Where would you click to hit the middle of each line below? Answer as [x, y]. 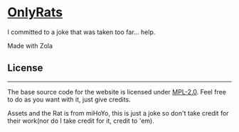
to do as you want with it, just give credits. [69, 99]
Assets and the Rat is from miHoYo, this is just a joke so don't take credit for [118, 113]
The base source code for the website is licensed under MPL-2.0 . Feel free [117, 92]
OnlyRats [35, 12]
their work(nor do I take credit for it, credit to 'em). [81, 121]
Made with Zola [30, 45]
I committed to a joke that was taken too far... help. [81, 32]
